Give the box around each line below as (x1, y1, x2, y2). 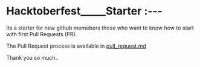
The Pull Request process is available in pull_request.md (6, 42, 147, 49)
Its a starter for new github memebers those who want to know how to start (6, 24, 195, 31)
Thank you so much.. (6, 54, 59, 61)
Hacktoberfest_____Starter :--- (6, 4, 163, 18)
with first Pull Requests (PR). (6, 30, 77, 37)
